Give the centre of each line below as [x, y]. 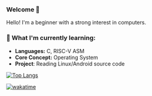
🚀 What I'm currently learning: [51, 38]
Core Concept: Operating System [57, 57]
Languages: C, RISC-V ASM [50, 51]
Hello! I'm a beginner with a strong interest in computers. [76, 23]
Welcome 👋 [23, 10]
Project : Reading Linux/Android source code [70, 64]
